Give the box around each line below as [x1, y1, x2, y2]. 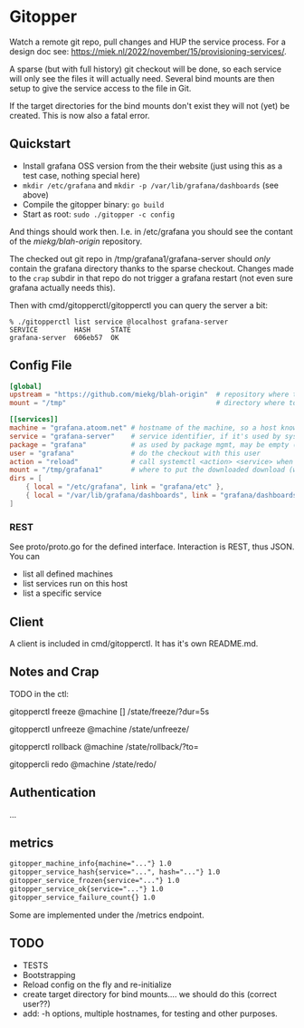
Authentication [9, 785, 97, 800]
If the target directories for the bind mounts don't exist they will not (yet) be [9, 100, 290, 111]
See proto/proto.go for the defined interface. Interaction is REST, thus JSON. [9, 541, 295, 552]
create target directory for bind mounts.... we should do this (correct [22, 988, 278, 999]
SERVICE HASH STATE [9, 325, 131, 335]
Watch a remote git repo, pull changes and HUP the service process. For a [9, 36, 287, 47]
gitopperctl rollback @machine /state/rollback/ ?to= [9, 741, 199, 752]
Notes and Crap [9, 664, 100, 680]
